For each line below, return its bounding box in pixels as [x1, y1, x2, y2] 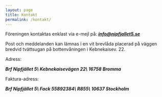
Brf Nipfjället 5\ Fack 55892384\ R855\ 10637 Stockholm [5, 86, 129, 92]
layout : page [5, 7, 33, 13]
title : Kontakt [5, 12, 38, 17]
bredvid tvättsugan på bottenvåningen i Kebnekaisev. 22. [5, 46, 126, 53]
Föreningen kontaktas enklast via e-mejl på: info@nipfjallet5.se [5, 31, 141, 37]
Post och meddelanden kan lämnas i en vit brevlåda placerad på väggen [5, 41, 157, 47]
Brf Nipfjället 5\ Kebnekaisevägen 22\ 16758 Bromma [5, 66, 122, 72]
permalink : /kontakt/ [5, 17, 52, 22]
